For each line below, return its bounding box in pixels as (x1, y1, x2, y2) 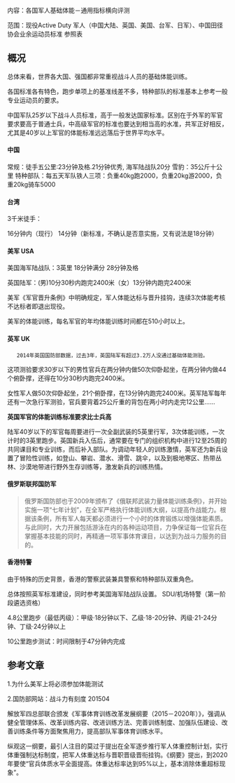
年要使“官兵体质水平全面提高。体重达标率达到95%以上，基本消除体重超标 (7, 759, 220, 768)
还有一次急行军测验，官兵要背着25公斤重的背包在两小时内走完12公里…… (7, 397, 215, 406)
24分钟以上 (34, 622, 66, 631)
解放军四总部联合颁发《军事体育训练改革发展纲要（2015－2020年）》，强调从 (7, 709, 227, 718)
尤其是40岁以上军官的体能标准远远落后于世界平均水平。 (7, 128, 169, 137)
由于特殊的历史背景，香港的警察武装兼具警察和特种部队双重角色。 (7, 575, 197, 584)
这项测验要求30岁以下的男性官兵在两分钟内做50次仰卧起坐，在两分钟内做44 (7, 365, 227, 373)
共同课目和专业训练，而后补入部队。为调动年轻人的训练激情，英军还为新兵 (7, 445, 222, 453)
